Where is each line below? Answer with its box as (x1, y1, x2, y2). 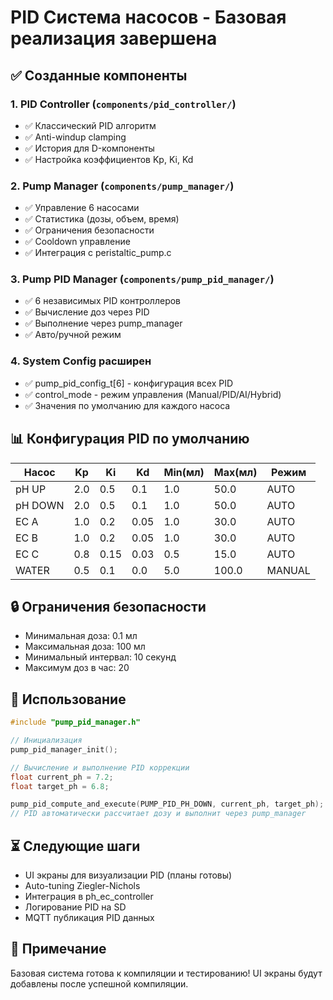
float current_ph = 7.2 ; (10, 772, 114, 782)
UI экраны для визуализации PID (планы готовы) (24, 869, 233, 881)
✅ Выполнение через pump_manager (24, 317, 183, 330)
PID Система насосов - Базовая (10, 6, 287, 29)
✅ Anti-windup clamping (24, 131, 127, 143)
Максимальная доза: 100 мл (24, 641, 146, 653)
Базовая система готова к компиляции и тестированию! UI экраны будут (10, 967, 323, 979)
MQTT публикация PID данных (24, 912, 155, 924)
